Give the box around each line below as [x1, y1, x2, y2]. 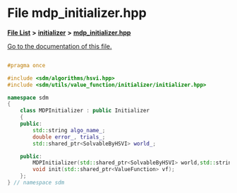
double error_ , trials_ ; [32, 133, 106, 141]
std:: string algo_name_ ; [32, 127, 106, 134]
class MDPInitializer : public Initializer [20, 107, 150, 115]
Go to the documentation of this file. [7, 42, 112, 50]
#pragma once [7, 62, 46, 69]
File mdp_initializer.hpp [7, 5, 147, 21]
